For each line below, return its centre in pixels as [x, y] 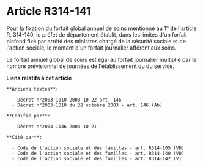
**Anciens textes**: [33, 89]
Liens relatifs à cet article [39, 78]
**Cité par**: [24, 137]
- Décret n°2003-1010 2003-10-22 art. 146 [67, 100]
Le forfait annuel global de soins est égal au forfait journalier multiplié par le [102, 59]
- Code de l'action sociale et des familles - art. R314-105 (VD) [98, 148]
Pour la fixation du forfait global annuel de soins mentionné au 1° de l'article [102, 28]
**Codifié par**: [28, 116]
